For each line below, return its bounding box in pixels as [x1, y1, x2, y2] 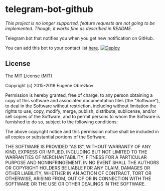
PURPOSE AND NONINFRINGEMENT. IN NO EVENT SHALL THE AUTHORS [5, 159, 159, 165]
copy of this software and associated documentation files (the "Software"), [5, 97, 160, 103]
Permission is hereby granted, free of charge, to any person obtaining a [5, 92, 153, 98]
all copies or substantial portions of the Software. [5, 134, 107, 140]
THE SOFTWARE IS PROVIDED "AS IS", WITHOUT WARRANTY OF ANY [5, 143, 151, 149]
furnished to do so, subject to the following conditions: [5, 119, 118, 125]
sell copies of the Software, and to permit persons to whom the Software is [5, 113, 160, 119]
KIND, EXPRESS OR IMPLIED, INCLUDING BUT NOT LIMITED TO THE [5, 149, 147, 155]
